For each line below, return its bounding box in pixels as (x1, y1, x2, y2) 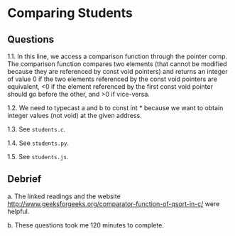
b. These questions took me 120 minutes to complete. (7, 220, 165, 229)
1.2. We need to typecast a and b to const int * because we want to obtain (7, 104, 224, 112)
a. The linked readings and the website (7, 192, 121, 200)
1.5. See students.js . (7, 153, 69, 161)
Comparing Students (7, 5, 133, 21)
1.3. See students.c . (7, 125, 66, 133)
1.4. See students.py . (7, 139, 70, 147)
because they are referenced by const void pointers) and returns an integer (7, 68, 228, 75)
